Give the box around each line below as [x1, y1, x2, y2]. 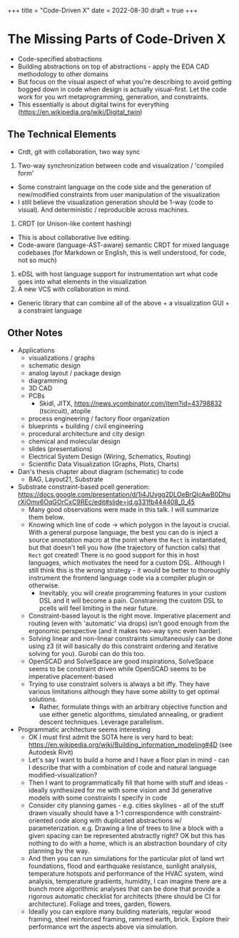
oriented [28, 816, 54, 824]
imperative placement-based [28, 672, 113, 680]
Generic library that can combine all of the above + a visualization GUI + [17, 298, 230, 307]
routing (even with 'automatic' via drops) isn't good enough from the [28, 619, 230, 627]
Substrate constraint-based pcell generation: [17, 482, 150, 491]
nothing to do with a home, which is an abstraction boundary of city [28, 839, 228, 847]
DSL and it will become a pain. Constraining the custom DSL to [39, 596, 223, 605]
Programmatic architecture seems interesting [17, 725, 151, 734]
